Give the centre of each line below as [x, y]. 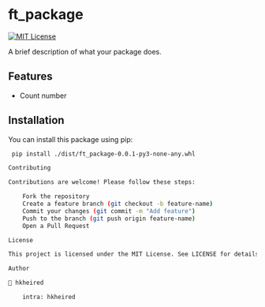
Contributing [30, 168]
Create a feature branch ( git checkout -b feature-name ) [118, 204]
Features [30, 77]
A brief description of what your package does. [85, 51]
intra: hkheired [49, 298]
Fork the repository [56, 197]
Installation [36, 120]
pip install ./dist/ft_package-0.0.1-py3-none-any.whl [103, 154]
